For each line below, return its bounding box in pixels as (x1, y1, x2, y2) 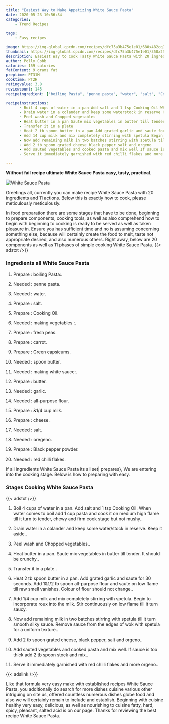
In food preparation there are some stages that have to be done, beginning (6, 210, 160, 216)
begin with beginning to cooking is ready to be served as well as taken (6, 221, 151, 226)
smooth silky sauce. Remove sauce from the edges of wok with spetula (13, 621, 160, 627)
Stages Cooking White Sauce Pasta (6, 484, 94, 491)
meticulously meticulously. (6, 200, 61, 206)
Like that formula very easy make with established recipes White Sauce (6, 681, 153, 687)
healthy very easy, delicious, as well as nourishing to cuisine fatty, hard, (6, 702, 154, 708)
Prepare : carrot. (13, 339, 47, 345)
